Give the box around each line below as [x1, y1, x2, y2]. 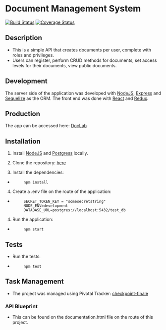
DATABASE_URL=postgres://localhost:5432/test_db [23, 208, 126, 213]
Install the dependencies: [12, 169, 64, 176]
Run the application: [12, 216, 54, 223]
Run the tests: [12, 253, 41, 259]
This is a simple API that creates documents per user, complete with [12, 47, 151, 52]
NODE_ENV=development [23, 203, 68, 208]
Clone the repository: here [12, 160, 66, 166]
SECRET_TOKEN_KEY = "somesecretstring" [23, 199, 106, 204]
